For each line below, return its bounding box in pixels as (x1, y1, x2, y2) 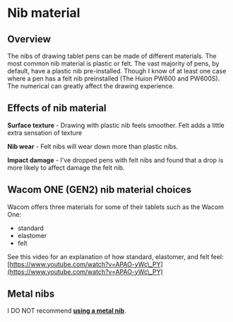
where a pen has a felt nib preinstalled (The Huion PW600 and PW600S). (7, 74, 220, 83)
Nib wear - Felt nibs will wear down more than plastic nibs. (7, 142, 179, 150)
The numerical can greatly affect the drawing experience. (7, 82, 175, 90)
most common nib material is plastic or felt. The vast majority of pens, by (7, 59, 220, 68)
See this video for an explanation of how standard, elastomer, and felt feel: (7, 252, 224, 261)
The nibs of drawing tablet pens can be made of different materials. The (7, 52, 217, 60)
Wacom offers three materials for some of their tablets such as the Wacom (7, 203, 225, 211)
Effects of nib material (7, 102, 107, 114)
